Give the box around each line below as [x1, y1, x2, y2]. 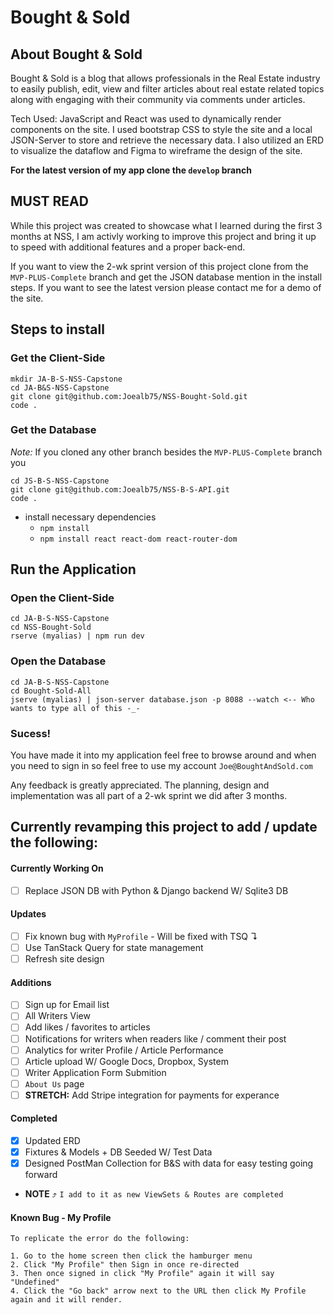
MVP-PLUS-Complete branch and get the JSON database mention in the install [10, 271, 323, 283]
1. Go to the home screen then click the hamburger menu [10, 1251, 253, 1261]
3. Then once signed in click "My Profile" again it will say [10, 1269, 275, 1279]
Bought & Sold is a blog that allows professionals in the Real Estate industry [10, 72, 321, 84]
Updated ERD [24, 1135, 81, 1147]
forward [24, 1169, 58, 1181]
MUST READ [10, 193, 89, 210]
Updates [10, 908, 47, 920]
